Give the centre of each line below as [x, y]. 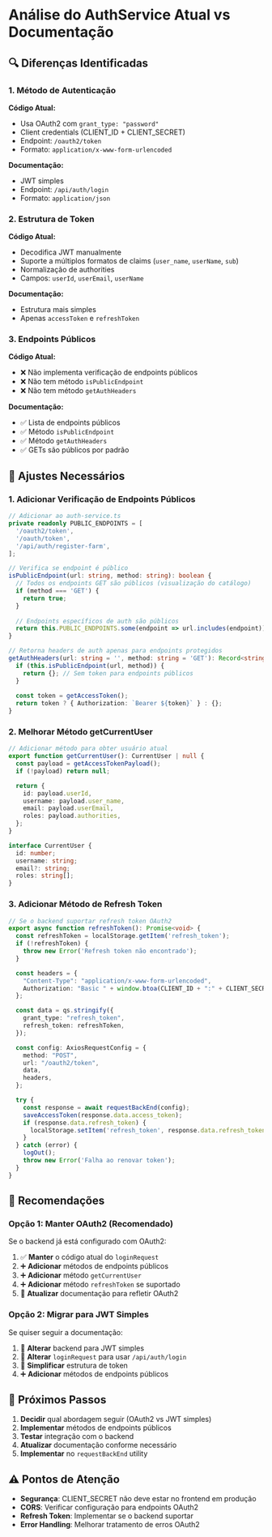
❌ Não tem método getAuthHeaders [78, 391]
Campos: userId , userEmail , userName [82, 278]
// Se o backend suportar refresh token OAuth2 [90, 921]
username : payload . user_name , [74, 801]
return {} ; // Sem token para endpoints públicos [108, 673]
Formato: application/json [65, 198]
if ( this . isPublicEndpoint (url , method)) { [90, 666]
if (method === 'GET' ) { [57, 591]
